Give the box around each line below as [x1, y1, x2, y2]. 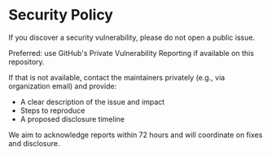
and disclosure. [8, 138, 60, 148]
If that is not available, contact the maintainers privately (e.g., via [8, 72, 225, 82]
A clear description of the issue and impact [20, 97, 165, 106]
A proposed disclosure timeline [20, 114, 125, 123]
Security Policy [8, 6, 114, 24]
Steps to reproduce [20, 105, 85, 115]
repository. [8, 57, 45, 67]
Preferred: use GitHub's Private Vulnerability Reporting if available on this [8, 48, 255, 58]
